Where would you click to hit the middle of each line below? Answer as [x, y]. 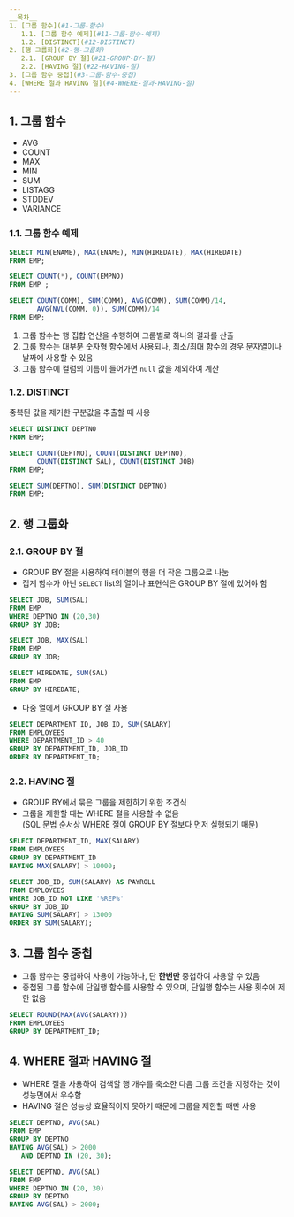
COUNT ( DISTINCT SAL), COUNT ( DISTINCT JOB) [116, 461]
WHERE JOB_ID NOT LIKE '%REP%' [67, 898]
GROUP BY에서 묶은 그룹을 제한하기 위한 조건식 [104, 803]
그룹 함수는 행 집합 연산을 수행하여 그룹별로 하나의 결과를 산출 [128, 335]
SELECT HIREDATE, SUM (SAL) [59, 674]
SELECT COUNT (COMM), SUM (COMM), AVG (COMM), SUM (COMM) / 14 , [118, 301]
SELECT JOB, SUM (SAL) [49, 600]
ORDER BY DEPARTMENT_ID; [55, 758]
